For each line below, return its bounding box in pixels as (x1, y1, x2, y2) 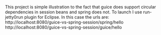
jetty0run (5, 14, 23, 20)
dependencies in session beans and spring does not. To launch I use (5, 9, 142, 15)
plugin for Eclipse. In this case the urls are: (24, 14, 110, 20)
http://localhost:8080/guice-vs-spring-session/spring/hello (5, 19, 124, 25)
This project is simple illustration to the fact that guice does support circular (5, 4, 156, 10)
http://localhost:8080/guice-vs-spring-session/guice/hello (5, 24, 122, 30)
